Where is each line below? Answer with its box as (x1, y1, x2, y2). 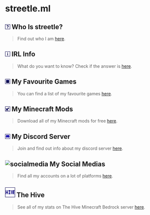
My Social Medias (49, 160, 106, 168)
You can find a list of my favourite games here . (17, 90, 112, 96)
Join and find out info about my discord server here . (17, 145, 123, 151)
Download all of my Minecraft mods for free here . (17, 118, 117, 124)
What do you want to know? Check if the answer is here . (17, 63, 132, 69)
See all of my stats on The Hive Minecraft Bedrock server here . (17, 204, 146, 210)
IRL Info (11, 50, 36, 58)
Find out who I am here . (17, 36, 66, 42)
